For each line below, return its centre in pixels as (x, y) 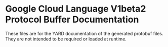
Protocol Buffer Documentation (72, 19)
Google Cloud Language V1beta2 (76, 9)
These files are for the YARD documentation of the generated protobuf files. (84, 33)
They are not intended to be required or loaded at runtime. (66, 39)
